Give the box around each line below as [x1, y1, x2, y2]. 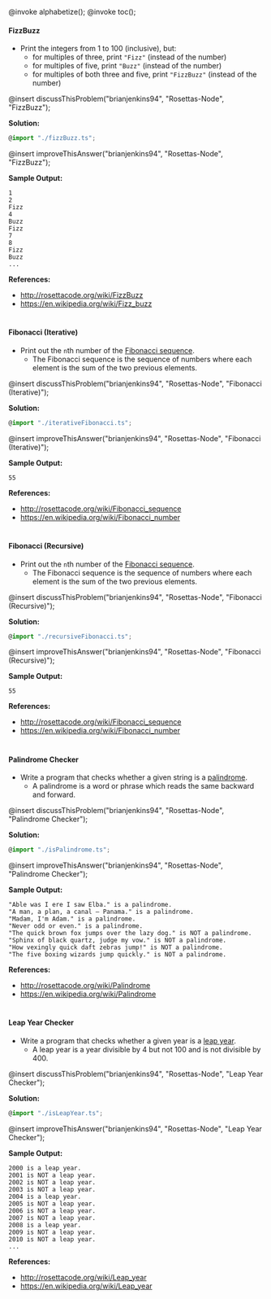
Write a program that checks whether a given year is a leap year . [19, 1035, 237, 1045]
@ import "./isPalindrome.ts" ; [8, 846, 111, 854]
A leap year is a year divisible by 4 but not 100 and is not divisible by [32, 1044, 261, 1054]
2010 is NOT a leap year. [8, 1235, 96, 1244]
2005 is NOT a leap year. [8, 1200, 96, 1208]
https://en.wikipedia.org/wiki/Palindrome [19, 989, 157, 999]
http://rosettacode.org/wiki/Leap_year [19, 1272, 148, 1282]
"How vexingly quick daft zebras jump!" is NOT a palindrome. [8, 943, 223, 951]
